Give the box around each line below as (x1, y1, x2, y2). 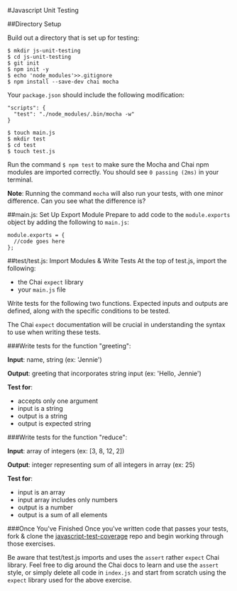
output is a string (17, 412, 67, 420)
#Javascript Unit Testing (7, 6, 79, 14)
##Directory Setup (7, 20, 62, 28)
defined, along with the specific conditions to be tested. (7, 306, 170, 315)
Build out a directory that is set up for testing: (7, 33, 140, 42)
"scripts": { (7, 104, 46, 111)
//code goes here (13, 238, 65, 245)
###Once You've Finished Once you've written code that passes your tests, (7, 524, 228, 533)
